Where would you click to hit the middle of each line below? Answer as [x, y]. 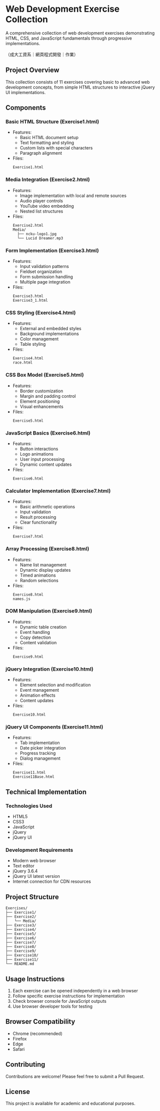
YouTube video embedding [47, 206]
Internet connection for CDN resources [52, 882]
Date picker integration [43, 748]
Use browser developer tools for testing [52, 1006]
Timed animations [38, 575]
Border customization [41, 391]
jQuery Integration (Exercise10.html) [50, 669]
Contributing [25, 1065]
